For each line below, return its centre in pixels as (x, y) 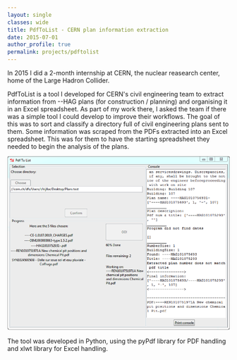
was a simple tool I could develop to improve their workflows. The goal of (114, 117)
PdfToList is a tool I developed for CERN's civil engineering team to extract (116, 94)
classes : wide (28, 22)
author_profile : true (39, 45)
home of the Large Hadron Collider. (59, 80)
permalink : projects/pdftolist (53, 52)
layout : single (30, 15)
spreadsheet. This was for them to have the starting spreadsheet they (109, 139)
